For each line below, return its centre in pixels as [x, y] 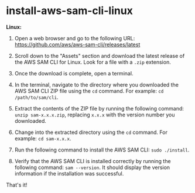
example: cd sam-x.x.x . [43, 138]
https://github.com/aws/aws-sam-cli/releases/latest [77, 44]
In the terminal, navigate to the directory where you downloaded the [96, 85]
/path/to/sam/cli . [36, 97]
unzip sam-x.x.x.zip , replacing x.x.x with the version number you [95, 115]
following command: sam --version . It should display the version [92, 167]
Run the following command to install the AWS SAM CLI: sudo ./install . [102, 150]
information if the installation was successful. [69, 173]
